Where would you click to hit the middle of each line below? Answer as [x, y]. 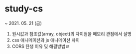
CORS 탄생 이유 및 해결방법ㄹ [41, 46]
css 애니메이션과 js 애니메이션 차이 [46, 40]
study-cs [24, 9]
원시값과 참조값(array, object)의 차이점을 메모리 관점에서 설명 [71, 33]
